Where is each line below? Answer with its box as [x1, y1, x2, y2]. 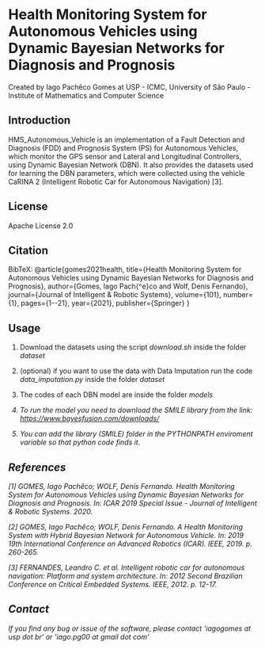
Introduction [8, 113, 71, 128]
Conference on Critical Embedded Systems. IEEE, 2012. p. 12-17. [8, 580, 218, 589]
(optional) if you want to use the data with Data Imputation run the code [19, 366, 253, 376]
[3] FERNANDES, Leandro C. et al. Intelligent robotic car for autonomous [8, 563, 245, 572]
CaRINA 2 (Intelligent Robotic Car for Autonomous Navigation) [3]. [8, 177, 224, 186]
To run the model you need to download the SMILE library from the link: [19, 406, 253, 415]
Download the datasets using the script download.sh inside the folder [19, 342, 247, 352]
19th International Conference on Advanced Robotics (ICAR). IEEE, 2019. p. [8, 539, 253, 548]
